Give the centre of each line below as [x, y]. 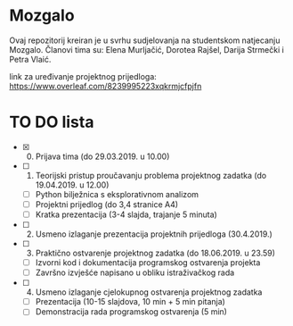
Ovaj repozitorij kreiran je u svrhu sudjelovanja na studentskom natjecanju [145, 40]
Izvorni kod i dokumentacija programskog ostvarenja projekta [148, 263]
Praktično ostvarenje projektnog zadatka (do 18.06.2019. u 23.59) [155, 253]
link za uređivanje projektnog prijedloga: [83, 76]
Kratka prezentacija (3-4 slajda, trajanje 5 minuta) [126, 214]
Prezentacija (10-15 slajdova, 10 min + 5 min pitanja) [130, 302]
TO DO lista [52, 122]
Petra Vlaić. [30, 59]
